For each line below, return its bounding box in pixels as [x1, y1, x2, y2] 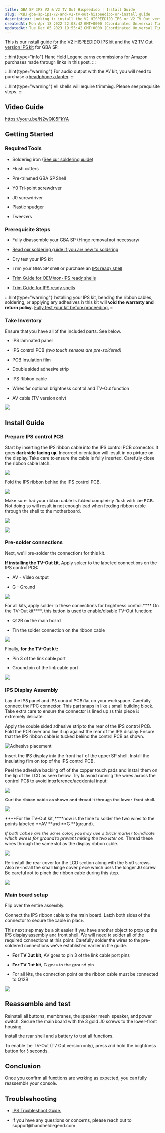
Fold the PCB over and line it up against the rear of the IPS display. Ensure [5, 728, 155, 734]
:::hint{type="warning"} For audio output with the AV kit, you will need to [5, 68, 152, 74]
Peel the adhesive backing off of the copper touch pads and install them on [5, 767, 158, 773]
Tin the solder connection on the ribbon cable [12, 627, 105, 633]
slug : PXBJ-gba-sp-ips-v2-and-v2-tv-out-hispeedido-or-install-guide [5, 12, 151, 17]
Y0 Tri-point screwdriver [12, 185, 62, 191]
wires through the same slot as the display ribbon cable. [5, 840, 119, 846]
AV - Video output [12, 574, 49, 580]
